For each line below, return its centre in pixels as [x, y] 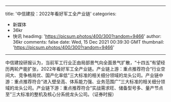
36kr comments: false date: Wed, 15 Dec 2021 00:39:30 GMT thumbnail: [88, 42]
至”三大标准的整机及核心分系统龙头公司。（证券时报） [61, 94]
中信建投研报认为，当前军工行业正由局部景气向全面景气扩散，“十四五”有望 [83, 62]
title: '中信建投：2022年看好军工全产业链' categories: [61, 14]
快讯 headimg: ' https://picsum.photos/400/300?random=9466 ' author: [87, 36]
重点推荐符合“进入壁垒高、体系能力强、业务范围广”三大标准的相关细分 [88, 81]
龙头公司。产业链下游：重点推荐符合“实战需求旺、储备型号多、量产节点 [89, 88]
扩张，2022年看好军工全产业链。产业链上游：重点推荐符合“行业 [94, 69]
